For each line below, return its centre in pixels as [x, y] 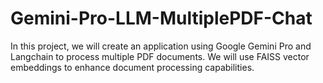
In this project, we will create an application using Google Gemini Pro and [161, 46]
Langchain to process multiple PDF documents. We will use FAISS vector [160, 56]
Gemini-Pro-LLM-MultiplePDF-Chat [161, 18]
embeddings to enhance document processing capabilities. [132, 67]
